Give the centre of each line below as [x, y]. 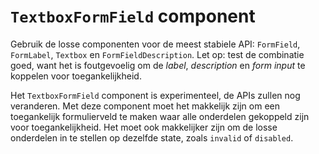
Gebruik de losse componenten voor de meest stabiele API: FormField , [155, 44]
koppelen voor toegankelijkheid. [76, 76]
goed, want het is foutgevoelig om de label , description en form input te [158, 65]
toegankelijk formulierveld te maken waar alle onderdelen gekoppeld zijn [160, 116]
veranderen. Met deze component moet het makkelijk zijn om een [145, 106]
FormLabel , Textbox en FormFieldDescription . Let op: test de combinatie [157, 54]
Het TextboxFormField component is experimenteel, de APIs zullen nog [155, 95]
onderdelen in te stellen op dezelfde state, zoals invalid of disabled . [152, 137]
